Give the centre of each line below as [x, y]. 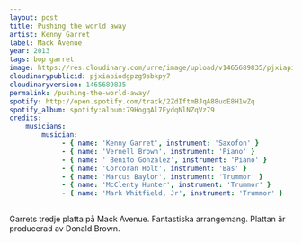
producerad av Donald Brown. [65, 229]
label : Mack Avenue [46, 43]
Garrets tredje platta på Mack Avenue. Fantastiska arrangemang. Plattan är [147, 219]
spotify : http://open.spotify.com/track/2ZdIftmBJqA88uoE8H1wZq [132, 101]
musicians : [46, 127]
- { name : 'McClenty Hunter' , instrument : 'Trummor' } [166, 185]
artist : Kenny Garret [50, 34]
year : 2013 [30, 51]
